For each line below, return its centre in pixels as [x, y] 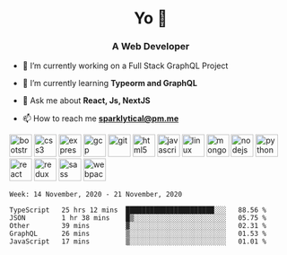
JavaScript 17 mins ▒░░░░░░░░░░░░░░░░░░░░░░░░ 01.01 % [138, 242]
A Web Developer [151, 47]
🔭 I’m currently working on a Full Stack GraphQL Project [125, 66]
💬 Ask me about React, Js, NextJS [86, 101]
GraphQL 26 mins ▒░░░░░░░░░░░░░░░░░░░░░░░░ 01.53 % [138, 234]
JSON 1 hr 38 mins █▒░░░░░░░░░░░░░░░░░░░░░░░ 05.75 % [138, 218]
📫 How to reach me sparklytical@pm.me [100, 119]
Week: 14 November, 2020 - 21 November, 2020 [96, 195]
